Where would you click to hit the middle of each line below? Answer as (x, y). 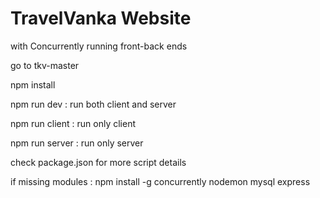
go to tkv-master (45, 65)
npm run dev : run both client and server (93, 104)
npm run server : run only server (77, 143)
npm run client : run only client (73, 123)
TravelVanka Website (101, 18)
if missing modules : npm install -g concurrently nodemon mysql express (160, 181)
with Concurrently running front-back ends (99, 46)
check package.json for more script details (98, 162)
